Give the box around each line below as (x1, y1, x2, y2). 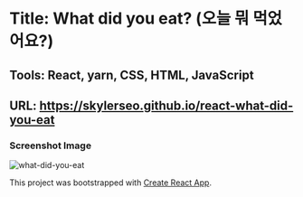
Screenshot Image (9, 139, 92, 152)
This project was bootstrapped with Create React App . (9, 177, 213, 188)
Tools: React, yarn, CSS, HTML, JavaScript (9, 67, 255, 82)
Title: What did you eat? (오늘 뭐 (9, 8, 250, 29)
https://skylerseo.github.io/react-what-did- (39, 98, 294, 113)
